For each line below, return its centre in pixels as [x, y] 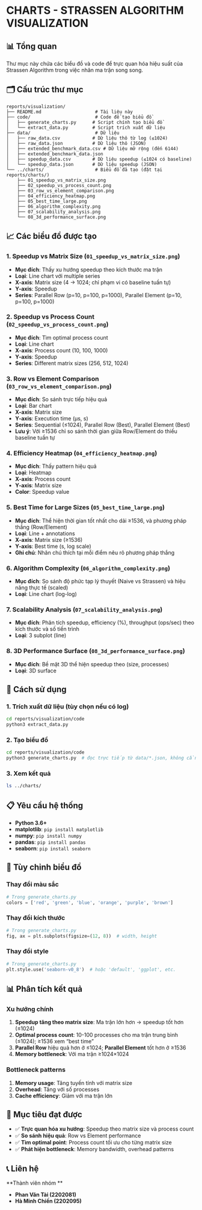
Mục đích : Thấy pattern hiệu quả [56, 466]
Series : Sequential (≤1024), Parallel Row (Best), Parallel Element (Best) [103, 425]
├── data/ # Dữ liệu [63, 133]
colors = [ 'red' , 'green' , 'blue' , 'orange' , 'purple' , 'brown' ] [90, 903]
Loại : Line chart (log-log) [46, 594]
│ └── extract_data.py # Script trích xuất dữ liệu [86, 127]
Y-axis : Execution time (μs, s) [51, 419]
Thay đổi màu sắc [32, 885]
